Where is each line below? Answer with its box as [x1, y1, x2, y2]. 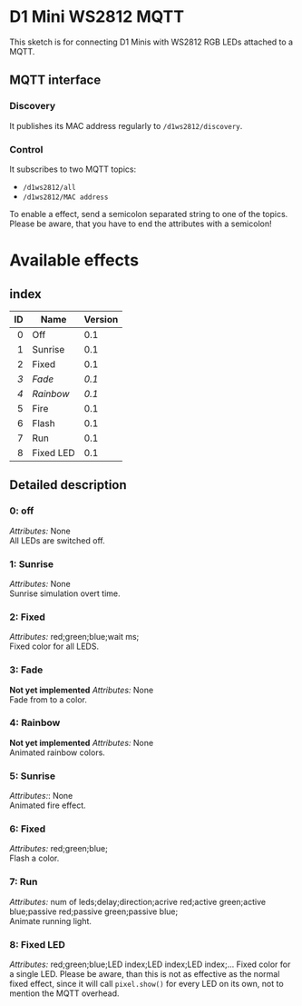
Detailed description [9, 477, 127, 493]
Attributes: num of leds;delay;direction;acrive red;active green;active [9, 896, 266, 907]
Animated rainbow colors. [9, 747, 106, 758]
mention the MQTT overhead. [9, 988, 120, 999]
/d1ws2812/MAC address [22, 193, 109, 202]
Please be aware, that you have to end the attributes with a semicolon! [9, 218, 272, 229]
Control [9, 143, 44, 155]
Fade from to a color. [9, 693, 88, 705]
